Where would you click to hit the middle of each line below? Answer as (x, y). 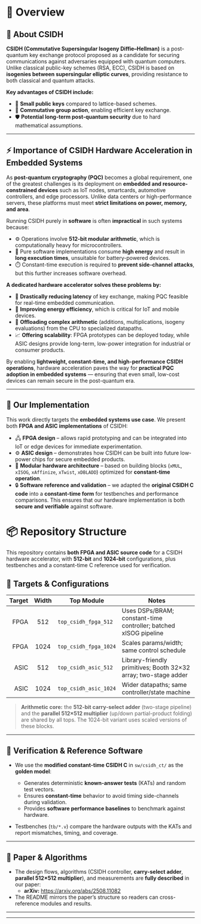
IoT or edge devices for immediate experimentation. (78, 446)
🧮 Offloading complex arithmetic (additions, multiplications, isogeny (100, 322)
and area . (18, 209)
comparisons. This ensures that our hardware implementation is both (100, 500)
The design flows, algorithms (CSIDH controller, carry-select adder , (99, 872)
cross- (167, 897)
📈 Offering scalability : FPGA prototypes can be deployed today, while (102, 335)
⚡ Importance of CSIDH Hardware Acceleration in (99, 151)
